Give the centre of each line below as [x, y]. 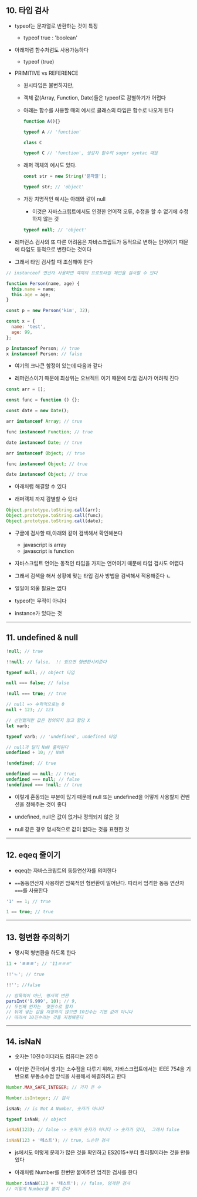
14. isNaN [24, 1041]
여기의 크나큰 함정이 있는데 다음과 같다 [58, 366]
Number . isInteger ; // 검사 [38, 1098]
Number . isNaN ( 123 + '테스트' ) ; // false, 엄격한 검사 [68, 1183]
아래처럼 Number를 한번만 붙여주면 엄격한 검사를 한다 [76, 1172]
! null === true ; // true [36, 694]
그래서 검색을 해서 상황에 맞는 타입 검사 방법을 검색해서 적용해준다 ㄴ [93, 575]
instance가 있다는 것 [38, 613]
